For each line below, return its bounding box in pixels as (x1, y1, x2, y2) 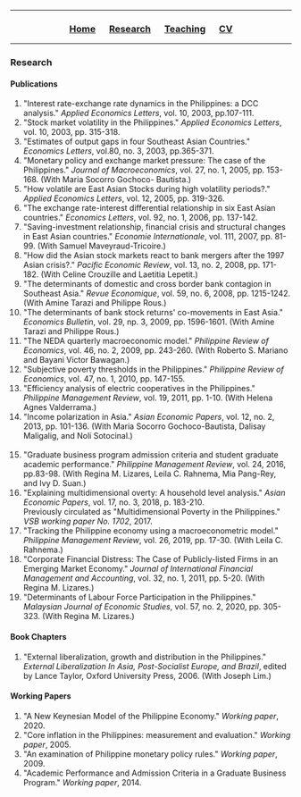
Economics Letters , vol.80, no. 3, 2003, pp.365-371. (22, 146, 214, 156)
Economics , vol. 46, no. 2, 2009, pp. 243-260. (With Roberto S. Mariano (22, 345, 288, 356)
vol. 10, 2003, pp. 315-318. (22, 127, 121, 138)
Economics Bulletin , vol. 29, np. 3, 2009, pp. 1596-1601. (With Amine (22, 316, 275, 327)
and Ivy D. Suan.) (22, 478, 87, 489)
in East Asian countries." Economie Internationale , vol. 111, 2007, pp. (22, 231, 273, 242)
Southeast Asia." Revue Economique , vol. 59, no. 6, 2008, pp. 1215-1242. (22, 288, 291, 299)
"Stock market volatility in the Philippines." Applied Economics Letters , (22, 117, 282, 128)
